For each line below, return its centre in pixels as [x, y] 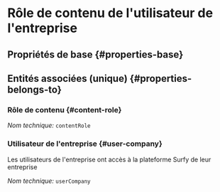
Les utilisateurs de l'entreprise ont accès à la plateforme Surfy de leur [109, 159]
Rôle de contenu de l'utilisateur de [110, 13]
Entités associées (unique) [67, 79]
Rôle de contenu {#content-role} [65, 110]
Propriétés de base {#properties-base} [95, 54]
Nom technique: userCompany [49, 181]
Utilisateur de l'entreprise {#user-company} [85, 144]
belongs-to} [35, 89]
